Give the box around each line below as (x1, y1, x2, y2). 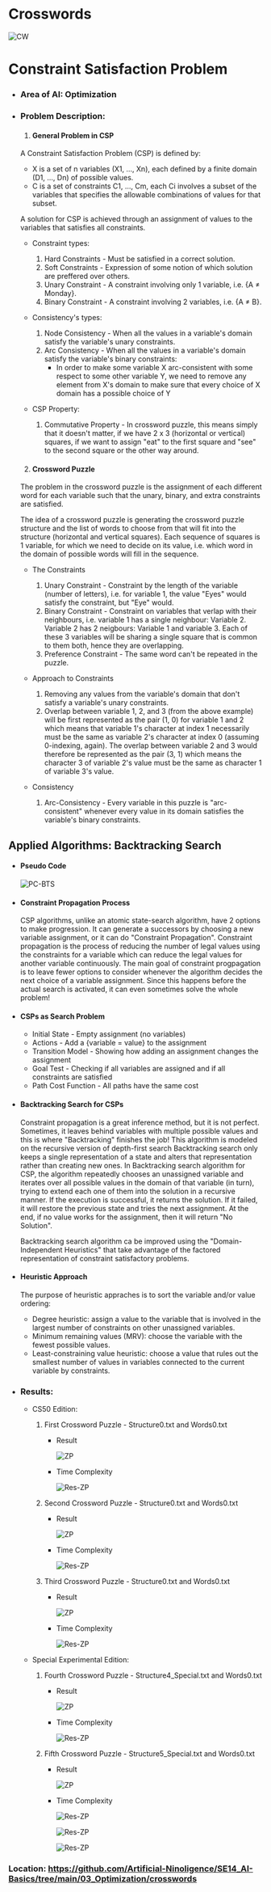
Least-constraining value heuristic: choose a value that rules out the (31, 1348, 259, 1358)
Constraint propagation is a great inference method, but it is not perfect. (19, 1117, 260, 1127)
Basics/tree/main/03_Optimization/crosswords (8, 1873, 198, 1884)
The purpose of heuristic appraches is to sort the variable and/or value (19, 1290, 256, 1299)
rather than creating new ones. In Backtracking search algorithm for (19, 1160, 246, 1170)
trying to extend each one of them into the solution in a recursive (19, 1186, 236, 1196)
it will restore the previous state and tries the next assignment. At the (19, 1203, 249, 1213)
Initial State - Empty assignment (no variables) (31, 1029, 186, 1039)
